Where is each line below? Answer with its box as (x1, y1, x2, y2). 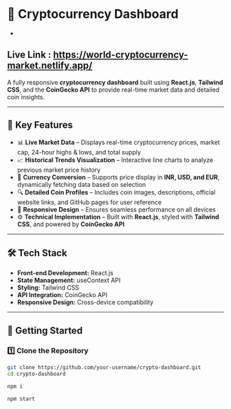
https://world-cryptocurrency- (53, 49, 188, 61)
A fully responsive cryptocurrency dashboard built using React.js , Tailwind (7, 78, 223, 86)
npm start (7, 395, 36, 402)
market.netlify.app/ (7, 60, 93, 72)
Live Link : (7, 49, 52, 61)
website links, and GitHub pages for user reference (16, 198, 162, 206)
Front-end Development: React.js (16, 269, 113, 277)
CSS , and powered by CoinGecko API (16, 220, 125, 228)
